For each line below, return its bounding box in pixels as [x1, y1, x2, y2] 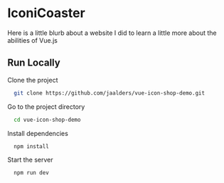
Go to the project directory [7, 102, 85, 111]
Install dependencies [7, 129, 69, 137]
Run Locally [7, 57, 60, 69]
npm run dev [14, 169, 50, 177]
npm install [14, 142, 50, 150]
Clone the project [7, 75, 58, 84]
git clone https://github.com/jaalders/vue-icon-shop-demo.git [14, 89, 205, 97]
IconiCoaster [7, 5, 85, 21]
